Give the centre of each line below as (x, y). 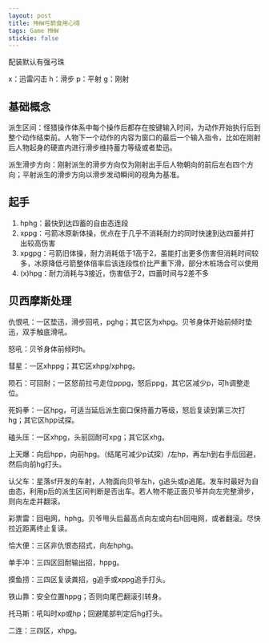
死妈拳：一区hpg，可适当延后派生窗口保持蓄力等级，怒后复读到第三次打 (127, 410)
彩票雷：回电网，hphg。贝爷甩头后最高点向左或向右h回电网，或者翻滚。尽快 (134, 518)
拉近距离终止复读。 (40, 528)
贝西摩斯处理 (40, 301)
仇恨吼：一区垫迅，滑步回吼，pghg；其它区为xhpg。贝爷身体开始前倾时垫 (130, 321)
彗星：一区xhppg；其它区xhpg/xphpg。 (74, 366)
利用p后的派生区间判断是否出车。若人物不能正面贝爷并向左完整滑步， (144, 491)
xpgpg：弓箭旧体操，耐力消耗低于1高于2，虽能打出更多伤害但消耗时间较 (139, 253)
